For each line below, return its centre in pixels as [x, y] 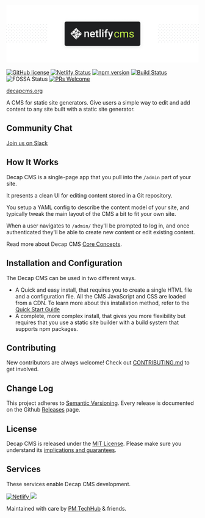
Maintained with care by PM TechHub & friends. [67, 508]
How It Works [33, 162]
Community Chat [39, 128]
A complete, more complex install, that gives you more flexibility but [100, 316]
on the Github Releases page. [43, 410]
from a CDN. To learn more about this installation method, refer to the [102, 303]
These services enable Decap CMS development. [69, 484]
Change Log [30, 388]
